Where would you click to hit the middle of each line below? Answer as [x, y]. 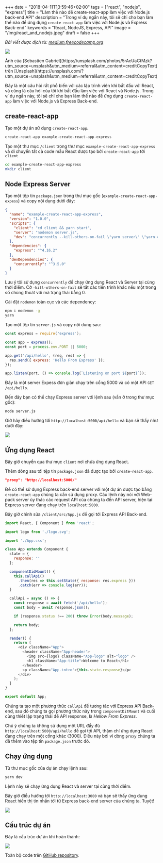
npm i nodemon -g [23, 311]
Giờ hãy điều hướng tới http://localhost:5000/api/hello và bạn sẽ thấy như [81, 421]
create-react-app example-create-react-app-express [58, 137]
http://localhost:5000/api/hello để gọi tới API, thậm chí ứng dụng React [79, 730]
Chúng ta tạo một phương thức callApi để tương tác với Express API [73, 706]
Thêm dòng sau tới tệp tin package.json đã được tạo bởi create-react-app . [79, 471]
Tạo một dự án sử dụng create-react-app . [47, 128]
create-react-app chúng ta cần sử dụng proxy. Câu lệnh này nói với [73, 494]
